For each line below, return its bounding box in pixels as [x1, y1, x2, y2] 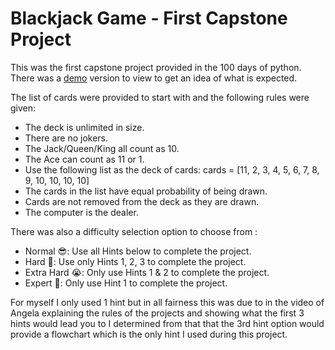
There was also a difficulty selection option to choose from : [10, 225, 258, 237]
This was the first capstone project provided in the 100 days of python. [10, 61, 302, 73]
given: [10, 102, 37, 114]
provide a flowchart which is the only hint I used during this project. [10, 328, 288, 340]
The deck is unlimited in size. [24, 121, 145, 133]
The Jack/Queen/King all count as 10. [24, 142, 180, 154]
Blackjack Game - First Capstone [10, 7, 288, 30]
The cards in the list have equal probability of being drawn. [24, 185, 268, 197]
